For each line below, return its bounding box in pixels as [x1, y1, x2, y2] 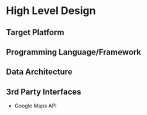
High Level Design [6, 4, 96, 18]
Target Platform [6, 27, 64, 37]
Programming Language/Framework [6, 47, 142, 57]
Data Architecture [6, 67, 73, 77]
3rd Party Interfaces [6, 86, 81, 97]
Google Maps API [14, 102, 57, 109]
